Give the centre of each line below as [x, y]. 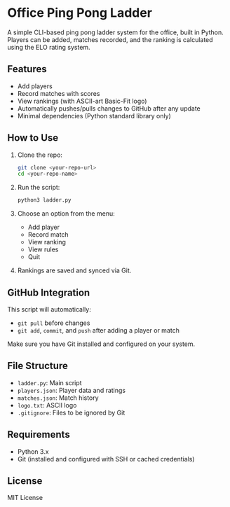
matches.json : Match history [58, 398]
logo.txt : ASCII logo [47, 405]
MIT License [25, 498]
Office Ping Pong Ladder [80, 13]
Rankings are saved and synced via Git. [74, 270]
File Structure [38, 366]
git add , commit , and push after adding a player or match [99, 330]
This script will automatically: [49, 309]
